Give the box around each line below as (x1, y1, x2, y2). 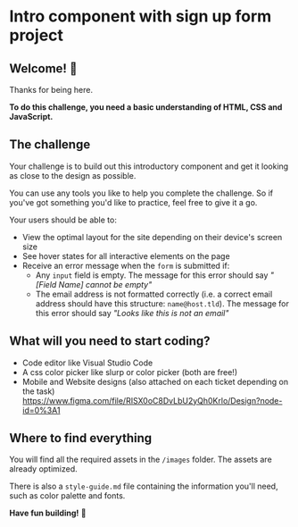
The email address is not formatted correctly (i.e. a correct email (35, 289, 273, 299)
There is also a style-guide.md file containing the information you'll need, (9, 481, 278, 492)
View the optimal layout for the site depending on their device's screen (21, 231, 283, 242)
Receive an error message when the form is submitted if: (21, 260, 230, 271)
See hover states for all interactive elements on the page (21, 250, 230, 261)
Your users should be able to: (9, 214, 118, 225)
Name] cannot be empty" (58, 279, 153, 289)
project (9, 25, 64, 46)
